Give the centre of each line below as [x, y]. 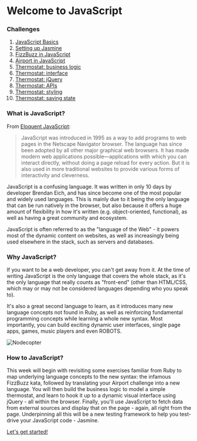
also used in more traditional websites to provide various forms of [100, 169]
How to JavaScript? [35, 358]
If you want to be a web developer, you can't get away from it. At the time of [98, 270]
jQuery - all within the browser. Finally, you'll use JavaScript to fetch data [95, 402]
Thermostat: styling [39, 92]
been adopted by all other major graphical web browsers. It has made [105, 150]
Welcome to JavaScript [64, 11]
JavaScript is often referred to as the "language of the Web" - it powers [93, 229]
